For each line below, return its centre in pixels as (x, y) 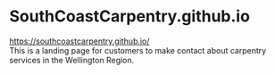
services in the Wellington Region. (72, 60)
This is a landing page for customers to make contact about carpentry (138, 50)
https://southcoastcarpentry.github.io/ (79, 41)
